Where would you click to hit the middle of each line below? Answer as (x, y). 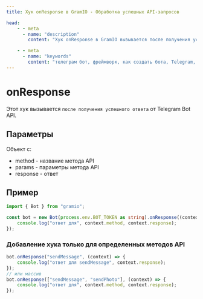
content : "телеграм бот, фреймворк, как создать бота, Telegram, (112, 62)
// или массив (24, 274)
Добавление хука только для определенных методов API (96, 244)
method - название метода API (55, 161)
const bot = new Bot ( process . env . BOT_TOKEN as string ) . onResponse (92, 218)
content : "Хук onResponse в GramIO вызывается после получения (109, 40)
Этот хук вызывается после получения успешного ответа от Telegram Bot (98, 109)
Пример (22, 193)
